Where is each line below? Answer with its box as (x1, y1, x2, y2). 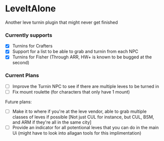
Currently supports (5, 32, 53, 39)
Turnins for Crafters (12, 43, 53, 49)
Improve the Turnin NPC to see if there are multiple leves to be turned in (12, 83, 160, 89)
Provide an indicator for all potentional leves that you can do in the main (12, 124, 159, 130)
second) (12, 60, 30, 66)
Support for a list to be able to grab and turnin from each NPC (12, 48, 139, 54)
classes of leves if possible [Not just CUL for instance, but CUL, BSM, (12, 114, 155, 120)
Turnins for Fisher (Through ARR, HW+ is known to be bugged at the (12, 54, 152, 60)
